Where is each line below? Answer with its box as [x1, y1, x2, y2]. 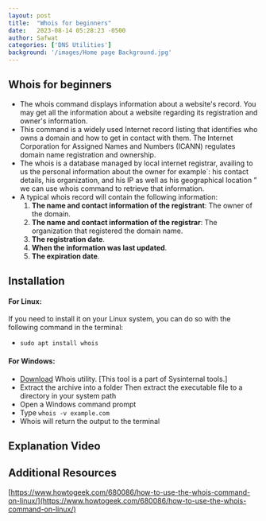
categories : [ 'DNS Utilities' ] [8, 41, 112, 49]
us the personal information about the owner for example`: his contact [19, 166, 249, 176]
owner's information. [19, 116, 88, 126]
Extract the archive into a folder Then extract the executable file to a [19, 383, 243, 392]
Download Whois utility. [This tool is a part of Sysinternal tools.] [19, 374, 228, 383]
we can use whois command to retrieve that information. [19, 184, 205, 193]
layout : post [8, 11, 52, 20]
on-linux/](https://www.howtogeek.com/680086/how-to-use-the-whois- [8, 496, 247, 505]
